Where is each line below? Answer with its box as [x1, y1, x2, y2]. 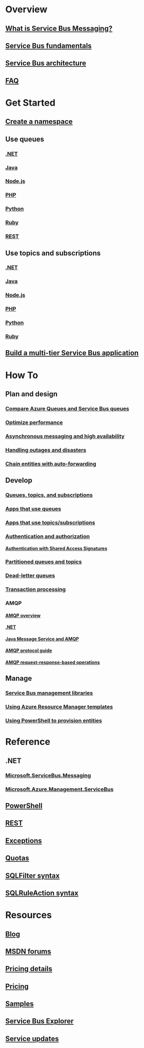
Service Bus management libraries [5, 690, 93, 697]
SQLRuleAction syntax [5, 888, 78, 897]
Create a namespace [5, 117, 73, 126]
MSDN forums [5, 947, 51, 956]
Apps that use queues [5, 505, 61, 512]
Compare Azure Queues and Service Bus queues [5, 405, 130, 412]
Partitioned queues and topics [5, 558, 82, 565]
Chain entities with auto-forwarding [5, 460, 96, 467]
